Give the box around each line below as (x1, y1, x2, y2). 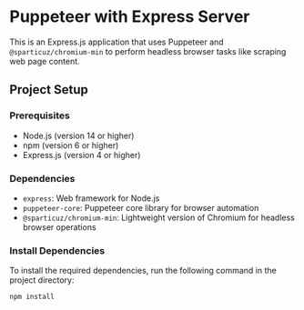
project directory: (9, 275, 75, 285)
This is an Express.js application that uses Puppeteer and (9, 36, 225, 47)
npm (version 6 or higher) (22, 139, 119, 151)
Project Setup (9, 82, 89, 97)
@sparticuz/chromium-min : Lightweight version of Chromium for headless (22, 212, 296, 223)
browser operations (22, 221, 97, 233)
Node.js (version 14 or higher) (22, 130, 135, 141)
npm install (9, 293, 55, 302)
